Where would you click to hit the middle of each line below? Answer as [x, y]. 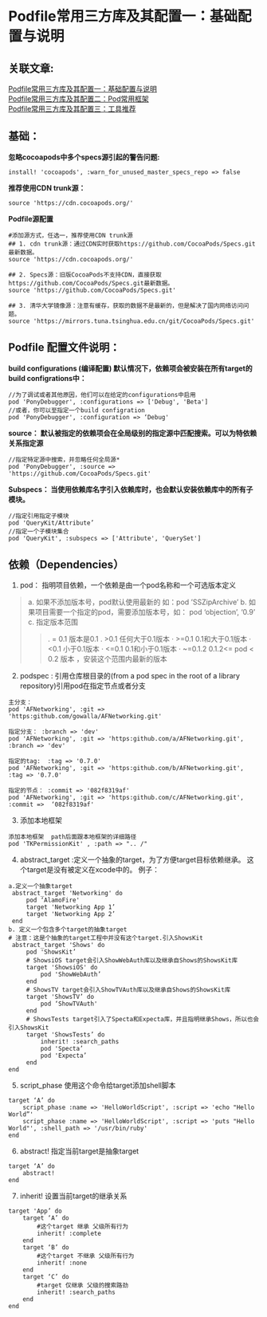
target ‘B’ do [46, 1248]
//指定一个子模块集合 [39, 531]
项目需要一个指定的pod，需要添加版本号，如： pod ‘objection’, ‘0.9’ [145, 612]
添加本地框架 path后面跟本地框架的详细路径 [73, 837]
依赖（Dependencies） [66, 565]
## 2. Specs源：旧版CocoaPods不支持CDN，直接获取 [85, 275]
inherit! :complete [69, 1234]
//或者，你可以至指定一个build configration [77, 410]
